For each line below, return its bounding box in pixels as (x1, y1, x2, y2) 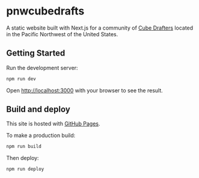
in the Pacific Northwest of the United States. (6, 30, 118, 37)
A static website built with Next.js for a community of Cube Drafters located (6, 24, 194, 31)
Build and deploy (6, 104, 70, 115)
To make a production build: (6, 132, 76, 139)
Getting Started (6, 48, 66, 59)
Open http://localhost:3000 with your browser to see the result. (6, 86, 164, 94)
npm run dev (6, 75, 36, 82)
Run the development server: (6, 64, 78, 71)
